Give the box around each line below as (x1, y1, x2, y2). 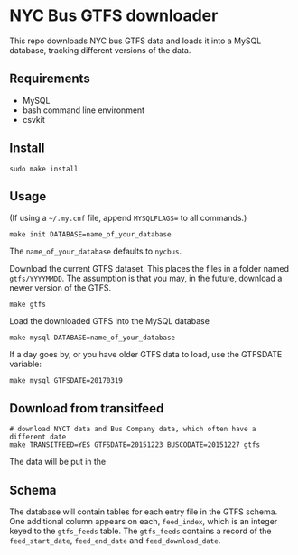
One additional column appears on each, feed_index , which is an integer (9, 516, 278, 526)
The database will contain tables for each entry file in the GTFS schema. (9, 506, 278, 517)
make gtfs (9, 300, 47, 310)
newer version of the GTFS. (9, 282, 111, 293)
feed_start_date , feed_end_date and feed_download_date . (9, 535, 221, 546)
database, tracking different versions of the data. (9, 44, 191, 55)
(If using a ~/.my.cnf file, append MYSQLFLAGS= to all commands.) (9, 213, 247, 224)
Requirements (9, 71, 90, 87)
